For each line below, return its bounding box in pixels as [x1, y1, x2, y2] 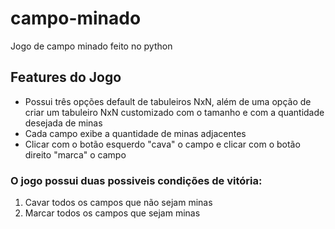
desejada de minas [24, 117, 103, 129]
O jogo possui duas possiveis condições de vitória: [10, 173, 263, 187]
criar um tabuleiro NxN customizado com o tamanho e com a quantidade [24, 106, 325, 118]
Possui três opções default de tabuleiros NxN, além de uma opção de [24, 95, 312, 107]
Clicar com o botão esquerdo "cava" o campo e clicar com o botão [24, 138, 301, 150]
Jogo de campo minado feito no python [10, 40, 173, 52]
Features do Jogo [10, 69, 122, 86]
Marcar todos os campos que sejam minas [24, 207, 201, 219]
